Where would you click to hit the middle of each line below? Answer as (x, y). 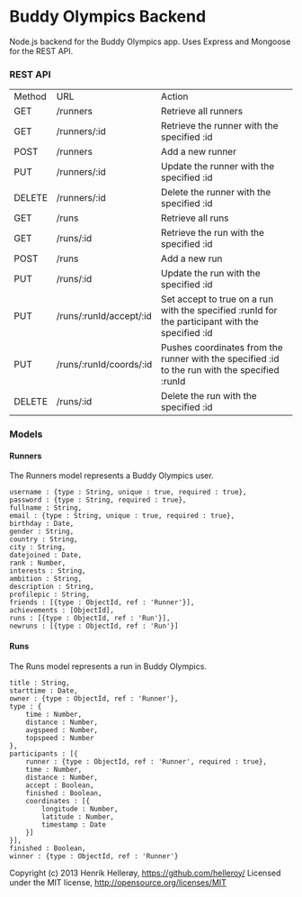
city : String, (38, 548)
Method (30, 96)
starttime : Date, (44, 691)
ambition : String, (46, 579)
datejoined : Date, (46, 556)
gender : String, (42, 532)
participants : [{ (44, 754)
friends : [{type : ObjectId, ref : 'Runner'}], (102, 603)
